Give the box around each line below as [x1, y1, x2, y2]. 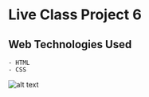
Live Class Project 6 [8, 6, 142, 24]
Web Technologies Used [8, 38, 132, 51]
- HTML [8, 59, 30, 67]
